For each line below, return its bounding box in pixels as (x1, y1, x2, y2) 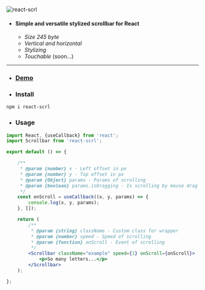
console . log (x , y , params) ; (28, 200, 99, 206)
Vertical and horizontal (24, 40, 82, 47)
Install (15, 90, 35, 99)
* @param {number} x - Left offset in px (20, 165, 127, 172)
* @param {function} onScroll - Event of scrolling (31, 239, 165, 245)
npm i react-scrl (6, 104, 51, 110)
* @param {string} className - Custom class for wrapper (31, 228, 179, 234)
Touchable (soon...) (24, 53, 74, 60)
